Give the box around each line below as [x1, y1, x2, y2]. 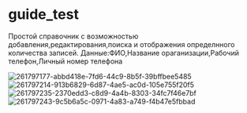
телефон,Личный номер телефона [8, 56, 123, 66]
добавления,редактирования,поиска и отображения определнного [8, 39, 235, 49]
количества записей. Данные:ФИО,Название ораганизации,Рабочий [8, 48, 239, 57]
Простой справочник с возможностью [8, 31, 139, 41]
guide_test [8, 5, 79, 24]
